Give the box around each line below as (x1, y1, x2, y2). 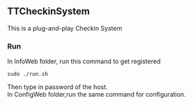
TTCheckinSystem (7, 6, 91, 17)
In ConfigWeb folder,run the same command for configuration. (7, 90, 186, 99)
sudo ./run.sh (7, 71, 49, 78)
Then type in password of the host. (7, 83, 108, 91)
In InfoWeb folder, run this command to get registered (7, 57, 161, 65)
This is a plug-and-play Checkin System (7, 24, 123, 32)
